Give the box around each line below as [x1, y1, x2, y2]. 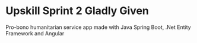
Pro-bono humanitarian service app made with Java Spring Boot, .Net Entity [5, 24, 191, 31]
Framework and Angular [5, 29, 65, 37]
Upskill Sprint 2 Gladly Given [5, 4, 150, 18]
